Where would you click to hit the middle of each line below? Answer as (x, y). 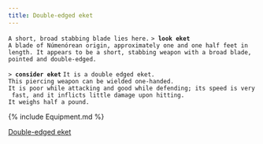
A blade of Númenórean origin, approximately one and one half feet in (128, 45)
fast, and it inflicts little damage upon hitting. (98, 95)
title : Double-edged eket (50, 15)
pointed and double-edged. (52, 59)
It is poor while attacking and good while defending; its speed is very (132, 88)
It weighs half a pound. (49, 102)
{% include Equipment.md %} (56, 116)
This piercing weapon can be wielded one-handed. (91, 81)
